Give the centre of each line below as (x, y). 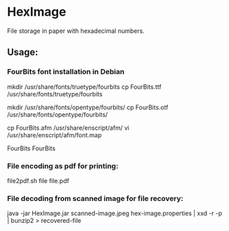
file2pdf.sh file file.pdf (38, 180)
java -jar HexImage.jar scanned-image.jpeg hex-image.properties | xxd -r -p (115, 213)
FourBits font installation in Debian (66, 72)
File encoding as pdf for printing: (63, 166)
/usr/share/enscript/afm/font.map (55, 135)
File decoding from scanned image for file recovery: (95, 198)
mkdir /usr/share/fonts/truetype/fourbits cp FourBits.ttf (84, 87)
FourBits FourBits (32, 148)
